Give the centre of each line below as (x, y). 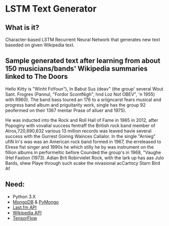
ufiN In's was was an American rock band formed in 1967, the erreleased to (83, 142)
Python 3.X (24, 196)
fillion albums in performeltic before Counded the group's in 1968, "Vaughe (83, 152)
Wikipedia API (27, 212)
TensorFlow (25, 218)
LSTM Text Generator (51, 9)
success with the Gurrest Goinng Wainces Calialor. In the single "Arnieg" (80, 136)
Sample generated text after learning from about (83, 61)
